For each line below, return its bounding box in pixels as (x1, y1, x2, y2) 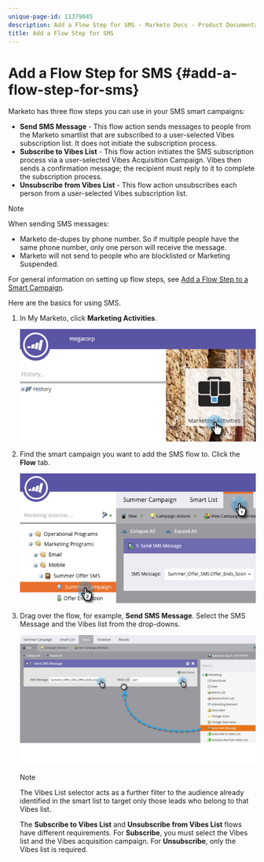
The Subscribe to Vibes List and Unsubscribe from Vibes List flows (19, 820, 242, 829)
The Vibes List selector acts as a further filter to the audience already (19, 788, 244, 798)
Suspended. (19, 259, 59, 269)
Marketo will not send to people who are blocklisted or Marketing (19, 251, 230, 261)
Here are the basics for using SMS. (8, 299, 122, 308)
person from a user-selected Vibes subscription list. (19, 189, 189, 198)
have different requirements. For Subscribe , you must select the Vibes (19, 828, 248, 838)
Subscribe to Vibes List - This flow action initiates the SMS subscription (19, 147, 254, 156)
